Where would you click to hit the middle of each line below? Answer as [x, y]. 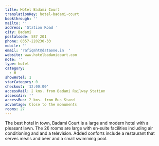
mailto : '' [16, 23]
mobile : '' [16, 46]
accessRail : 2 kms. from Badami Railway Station [55, 91]
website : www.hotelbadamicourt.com [41, 55]
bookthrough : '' [21, 18]
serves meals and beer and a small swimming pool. [56, 138]
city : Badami [18, 32]
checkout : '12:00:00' [27, 86]
